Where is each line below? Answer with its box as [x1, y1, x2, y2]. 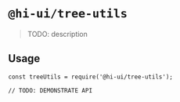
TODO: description [27, 29, 88, 38]
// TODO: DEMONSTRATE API [8, 86, 92, 94]
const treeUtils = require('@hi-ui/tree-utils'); [8, 73, 174, 81]
